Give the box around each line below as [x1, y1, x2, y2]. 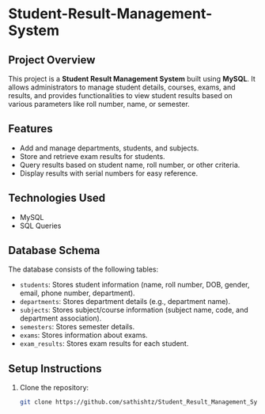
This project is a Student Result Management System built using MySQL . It [8, 74, 256, 83]
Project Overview [8, 53, 96, 66]
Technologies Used [8, 192, 105, 205]
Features [8, 122, 53, 135]
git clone [19, 398, 53, 406]
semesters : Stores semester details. [19, 322, 135, 332]
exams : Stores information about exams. [19, 330, 148, 340]
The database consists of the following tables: [8, 264, 159, 274]
